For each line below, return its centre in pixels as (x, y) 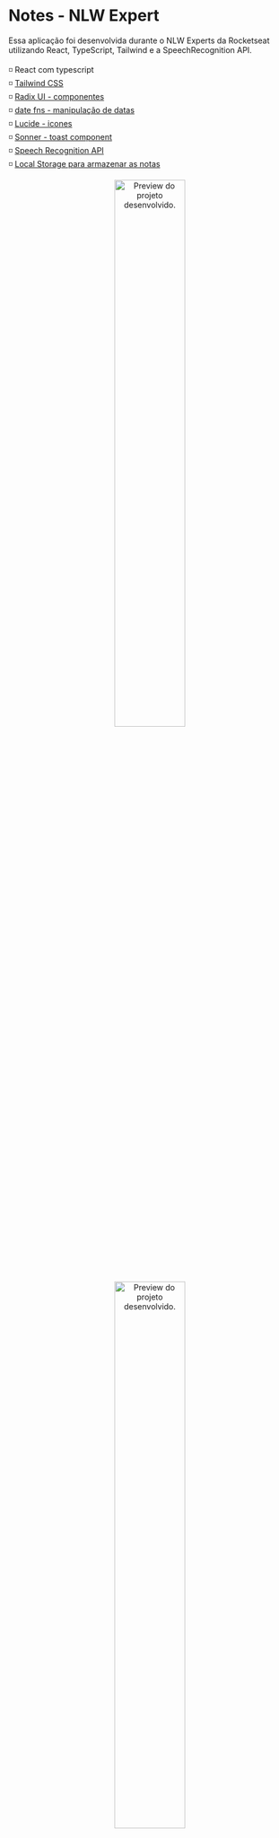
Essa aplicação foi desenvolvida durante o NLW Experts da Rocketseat (139, 40)
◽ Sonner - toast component (61, 136)
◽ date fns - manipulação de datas (72, 109)
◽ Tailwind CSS (36, 83)
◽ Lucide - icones (40, 123)
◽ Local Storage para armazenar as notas (84, 163)
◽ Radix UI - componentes (57, 96)
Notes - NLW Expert (84, 16)
